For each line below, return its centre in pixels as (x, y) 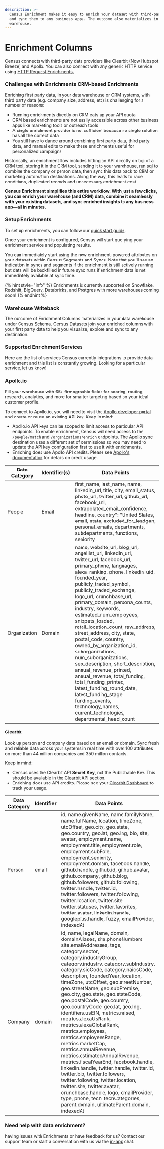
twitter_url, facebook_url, (103, 559)
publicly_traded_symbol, (102, 584)
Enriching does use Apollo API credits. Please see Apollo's (71, 452)
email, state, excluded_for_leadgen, (115, 521)
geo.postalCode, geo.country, (95, 1000)
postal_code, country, (100, 639)
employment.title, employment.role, (102, 845)
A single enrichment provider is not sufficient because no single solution (85, 131)
